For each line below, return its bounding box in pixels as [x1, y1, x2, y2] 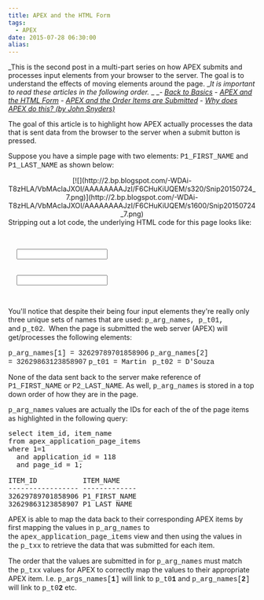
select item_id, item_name [8, 429, 112, 438]
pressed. [8, 136, 37, 145]
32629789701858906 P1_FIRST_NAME [8, 492, 137, 501]
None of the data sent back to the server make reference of [8, 373, 201, 382]
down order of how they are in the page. [8, 390, 139, 399]
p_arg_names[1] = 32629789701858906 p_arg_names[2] [8, 349, 209, 358]
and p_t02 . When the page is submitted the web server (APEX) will [8, 324, 228, 334]
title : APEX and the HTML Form [8, 11, 111, 20]
